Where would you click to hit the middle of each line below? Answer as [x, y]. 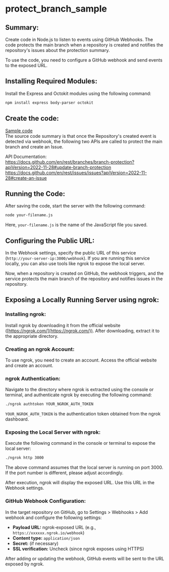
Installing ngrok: [26, 315]
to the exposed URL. [26, 65]
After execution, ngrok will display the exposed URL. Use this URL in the [80, 483]
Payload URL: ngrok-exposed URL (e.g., [54, 527]
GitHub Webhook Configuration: [46, 501]
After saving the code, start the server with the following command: [75, 206]
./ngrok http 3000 [24, 458]
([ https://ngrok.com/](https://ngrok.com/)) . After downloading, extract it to [82, 331]
